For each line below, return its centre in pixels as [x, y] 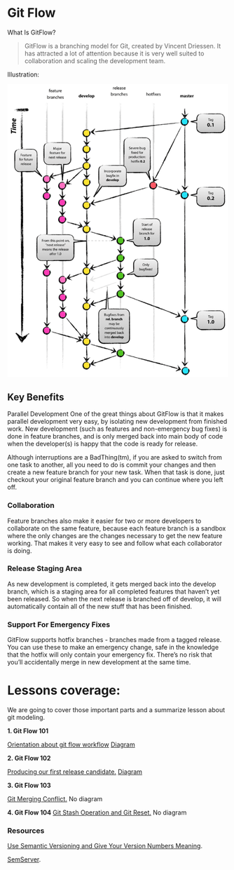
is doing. [20, 550]
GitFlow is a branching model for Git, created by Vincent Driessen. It [123, 46]
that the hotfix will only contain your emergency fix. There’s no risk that [110, 655]
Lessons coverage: [64, 691]
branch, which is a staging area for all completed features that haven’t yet [113, 591]
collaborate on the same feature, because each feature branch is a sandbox [117, 528]
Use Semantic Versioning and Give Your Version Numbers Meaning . [105, 846]
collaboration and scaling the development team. [95, 60]
